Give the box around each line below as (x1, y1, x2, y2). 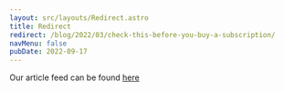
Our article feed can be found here (9, 72, 140, 83)
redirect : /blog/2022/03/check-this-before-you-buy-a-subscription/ (9, 30, 276, 39)
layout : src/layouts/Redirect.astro (9, 13, 149, 23)
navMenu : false (9, 38, 68, 48)
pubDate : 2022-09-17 (9, 47, 89, 56)
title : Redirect (9, 22, 71, 31)
